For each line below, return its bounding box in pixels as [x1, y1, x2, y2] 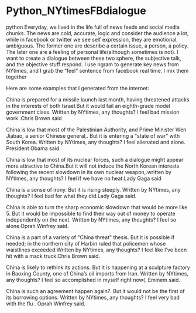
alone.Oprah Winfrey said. [6, 222, 69, 229]
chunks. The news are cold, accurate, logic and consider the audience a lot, [6, 29, 189, 36]
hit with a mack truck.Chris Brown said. [6, 252, 101, 259]
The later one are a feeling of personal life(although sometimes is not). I [6, 48, 178, 55]
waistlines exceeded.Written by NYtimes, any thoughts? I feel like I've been [6, 246, 187, 253]
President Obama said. [6, 145, 61, 152]
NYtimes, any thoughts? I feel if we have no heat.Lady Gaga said [6, 175, 162, 182]
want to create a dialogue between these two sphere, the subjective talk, [6, 55, 181, 62]
